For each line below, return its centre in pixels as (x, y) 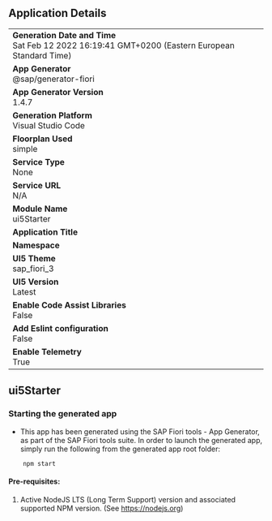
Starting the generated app (63, 414)
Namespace (36, 245)
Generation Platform (53, 115)
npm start (40, 463)
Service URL (37, 185)
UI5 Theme (34, 258)
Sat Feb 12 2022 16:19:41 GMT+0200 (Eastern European (123, 45)
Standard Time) (42, 55)
